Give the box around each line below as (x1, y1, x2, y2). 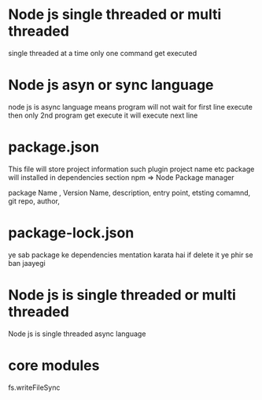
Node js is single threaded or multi (8, 286, 236, 304)
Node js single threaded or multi (8, 6, 222, 24)
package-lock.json (8, 224, 135, 241)
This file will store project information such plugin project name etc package (8, 164, 255, 174)
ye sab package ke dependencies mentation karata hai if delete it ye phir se (8, 250, 253, 260)
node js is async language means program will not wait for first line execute (8, 102, 253, 111)
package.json (8, 138, 100, 156)
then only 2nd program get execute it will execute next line (8, 110, 198, 120)
